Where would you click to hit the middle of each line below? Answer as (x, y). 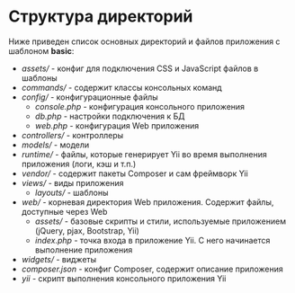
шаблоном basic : (41, 50)
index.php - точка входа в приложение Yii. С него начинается (152, 240)
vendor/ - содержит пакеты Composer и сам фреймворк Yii (134, 173)
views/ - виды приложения (72, 182)
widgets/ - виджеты (59, 259)
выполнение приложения (84, 250)
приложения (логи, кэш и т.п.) (79, 164)
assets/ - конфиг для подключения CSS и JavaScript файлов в (140, 68)
